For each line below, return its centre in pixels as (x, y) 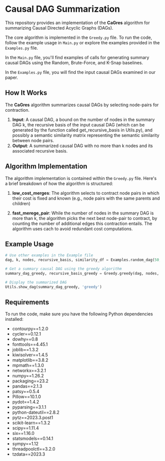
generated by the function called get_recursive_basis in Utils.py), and (82, 130)
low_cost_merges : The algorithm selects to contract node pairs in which (86, 193)
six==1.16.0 (23, 433)
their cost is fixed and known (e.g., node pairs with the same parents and (86, 198)
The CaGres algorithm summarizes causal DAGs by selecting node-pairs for (82, 105)
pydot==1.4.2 (26, 402)
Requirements (27, 302)
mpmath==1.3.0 (28, 366)
